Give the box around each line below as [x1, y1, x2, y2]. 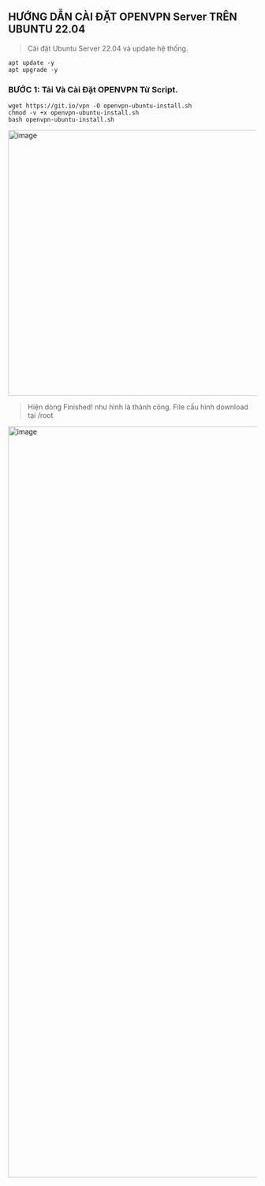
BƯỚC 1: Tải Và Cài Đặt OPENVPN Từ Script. [8, 84, 179, 95]
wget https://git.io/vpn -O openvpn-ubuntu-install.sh [8, 102, 192, 110]
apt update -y [8, 58, 55, 66]
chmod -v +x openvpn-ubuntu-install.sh [8, 109, 140, 117]
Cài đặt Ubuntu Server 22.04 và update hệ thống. [27, 43, 188, 53]
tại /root [27, 411, 54, 420]
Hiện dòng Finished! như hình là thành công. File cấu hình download [27, 402, 248, 412]
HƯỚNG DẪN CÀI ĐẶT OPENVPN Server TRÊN [8, 10, 238, 24]
